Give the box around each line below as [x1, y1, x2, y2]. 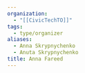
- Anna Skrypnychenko [13, 42, 76, 49]
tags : [7, 23, 23, 30]
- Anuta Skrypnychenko [13, 49, 79, 56]
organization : [7, 10, 48, 17]
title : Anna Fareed [7, 56, 64, 63]
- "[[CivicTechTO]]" [13, 17, 73, 24]
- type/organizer [13, 29, 64, 37]
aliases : [7, 36, 32, 43]
